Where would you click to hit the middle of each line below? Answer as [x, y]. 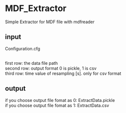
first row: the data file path [31, 63]
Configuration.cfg [23, 48]
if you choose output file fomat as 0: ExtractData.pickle [60, 100]
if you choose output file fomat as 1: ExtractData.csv [57, 105]
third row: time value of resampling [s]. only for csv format [63, 73]
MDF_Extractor [36, 8]
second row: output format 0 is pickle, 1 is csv [51, 68]
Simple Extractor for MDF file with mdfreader [50, 22]
